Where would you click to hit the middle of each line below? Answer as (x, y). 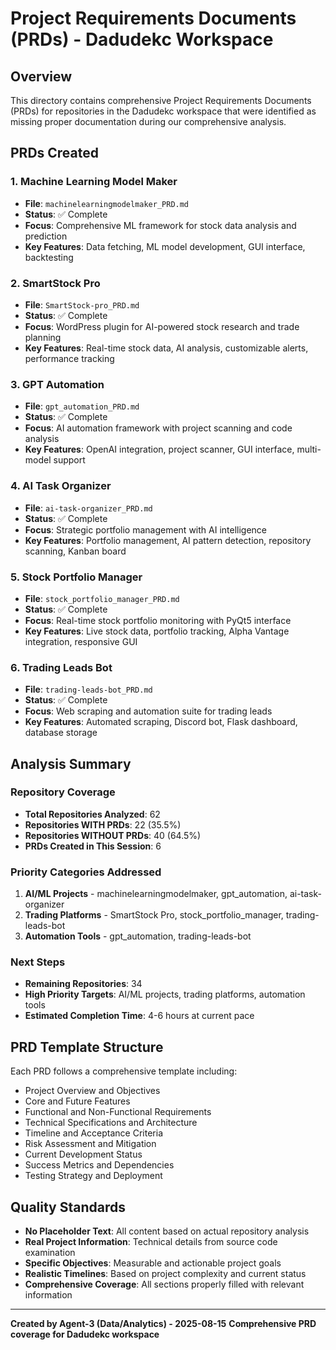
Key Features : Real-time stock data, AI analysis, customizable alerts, (166, 348)
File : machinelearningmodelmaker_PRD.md (107, 203)
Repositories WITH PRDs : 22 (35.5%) (103, 824)
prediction (46, 236)
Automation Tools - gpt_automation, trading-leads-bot (138, 936)
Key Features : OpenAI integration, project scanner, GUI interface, (159, 449)
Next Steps (38, 962)
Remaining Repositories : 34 (83, 984)
